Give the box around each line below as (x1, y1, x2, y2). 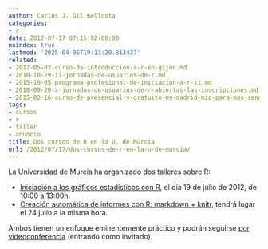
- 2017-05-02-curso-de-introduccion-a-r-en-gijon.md (8, 64, 187, 72)
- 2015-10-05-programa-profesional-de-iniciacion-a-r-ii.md (8, 78, 213, 86)
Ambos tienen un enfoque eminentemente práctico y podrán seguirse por (8, 223, 250, 233)
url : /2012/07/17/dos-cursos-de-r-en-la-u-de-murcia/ (8, 145, 191, 153)
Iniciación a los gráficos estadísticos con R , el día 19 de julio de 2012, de (19, 183, 258, 192)
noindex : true (8, 41, 56, 49)
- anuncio (8, 130, 41, 138)
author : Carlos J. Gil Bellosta (8, 11, 116, 20)
